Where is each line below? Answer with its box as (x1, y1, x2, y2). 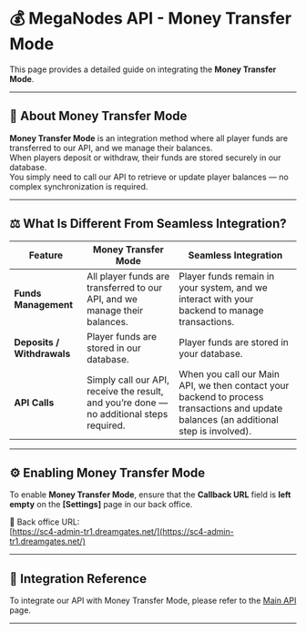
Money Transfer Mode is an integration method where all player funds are (9, 132, 289, 143)
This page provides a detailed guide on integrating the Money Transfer (9, 64, 277, 75)
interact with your (178, 292, 254, 305)
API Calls (14, 396, 55, 409)
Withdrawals (14, 347, 71, 360)
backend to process (178, 390, 264, 403)
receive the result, (86, 384, 164, 397)
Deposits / (14, 335, 60, 348)
